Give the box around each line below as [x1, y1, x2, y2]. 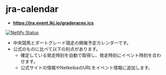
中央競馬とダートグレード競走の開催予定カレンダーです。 [13, 40, 131, 46]
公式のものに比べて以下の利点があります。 [13, 46, 101, 52]
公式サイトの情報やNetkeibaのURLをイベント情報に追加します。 [20, 65, 153, 71]
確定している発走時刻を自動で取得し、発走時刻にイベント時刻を [20, 52, 152, 58]
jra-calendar [6, 3, 59, 15]
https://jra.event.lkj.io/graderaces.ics [13, 20, 94, 26]
